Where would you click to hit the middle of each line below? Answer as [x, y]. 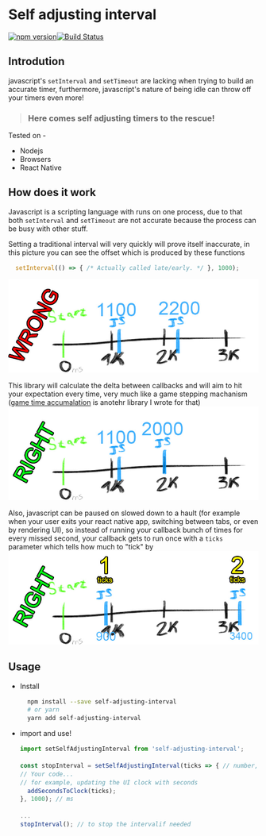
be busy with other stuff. [48, 229]
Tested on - [27, 136]
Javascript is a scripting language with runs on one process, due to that [125, 211]
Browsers [35, 160]
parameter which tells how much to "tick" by [81, 546]
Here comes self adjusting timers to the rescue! [121, 118]
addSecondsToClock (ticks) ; [72, 791]
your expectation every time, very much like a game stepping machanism [128, 394]
